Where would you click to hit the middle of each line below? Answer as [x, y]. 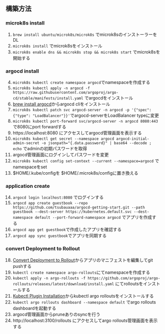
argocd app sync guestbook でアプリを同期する [60, 236]
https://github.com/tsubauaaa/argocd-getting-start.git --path [79, 207]
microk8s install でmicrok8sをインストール [57, 46]
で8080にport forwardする [40, 127]
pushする [22, 266]
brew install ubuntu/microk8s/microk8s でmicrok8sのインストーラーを [85, 34]
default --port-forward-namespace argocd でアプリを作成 [93, 217]
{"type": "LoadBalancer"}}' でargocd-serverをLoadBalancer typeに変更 [86, 115]
